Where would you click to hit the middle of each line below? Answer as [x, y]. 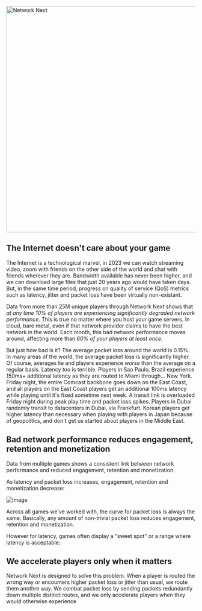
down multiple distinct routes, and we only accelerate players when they [96, 595]
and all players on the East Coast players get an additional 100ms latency [96, 388]
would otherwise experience [41, 601]
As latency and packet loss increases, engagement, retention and [87, 481]
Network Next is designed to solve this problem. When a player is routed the [101, 576]
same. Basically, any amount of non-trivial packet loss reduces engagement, [101, 518]
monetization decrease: [35, 488]
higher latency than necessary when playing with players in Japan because [99, 414]
